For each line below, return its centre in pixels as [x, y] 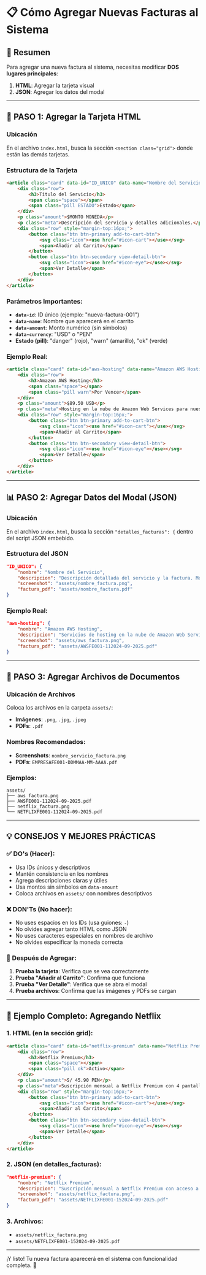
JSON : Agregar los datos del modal [60, 92]
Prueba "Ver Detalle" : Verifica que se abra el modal [81, 984]
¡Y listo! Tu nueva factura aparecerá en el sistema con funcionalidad [92, 1259]
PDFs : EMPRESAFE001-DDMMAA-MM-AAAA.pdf [66, 762]
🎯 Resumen [29, 52]
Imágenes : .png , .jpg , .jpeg [51, 719]
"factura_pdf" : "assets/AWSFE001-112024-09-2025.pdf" [87, 646]
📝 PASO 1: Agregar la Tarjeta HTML [74, 117]
